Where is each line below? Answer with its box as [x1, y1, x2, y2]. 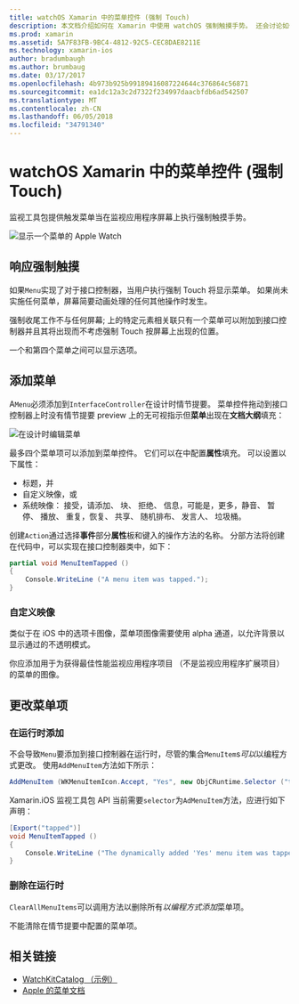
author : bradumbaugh [9, 54, 86, 63]
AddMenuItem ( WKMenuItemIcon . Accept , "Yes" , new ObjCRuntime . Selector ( [9, 778, 285, 787]
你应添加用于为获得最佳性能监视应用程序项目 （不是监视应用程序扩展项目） [9, 658, 285, 668]
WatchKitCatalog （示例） [21, 974, 117, 984]
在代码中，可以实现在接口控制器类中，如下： [9, 540, 174, 552]
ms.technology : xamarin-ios [9, 46, 114, 55]
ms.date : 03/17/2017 [9, 71, 86, 80]
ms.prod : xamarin [9, 29, 74, 38]
